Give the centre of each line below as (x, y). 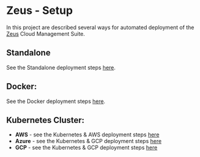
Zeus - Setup (40, 11)
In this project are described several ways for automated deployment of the (100, 27)
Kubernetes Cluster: (45, 120)
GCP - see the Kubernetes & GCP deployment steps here (86, 148)
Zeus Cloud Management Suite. (46, 33)
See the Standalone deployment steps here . (61, 67)
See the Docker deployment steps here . (56, 101)
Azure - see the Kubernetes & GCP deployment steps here (88, 141)
